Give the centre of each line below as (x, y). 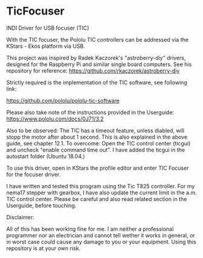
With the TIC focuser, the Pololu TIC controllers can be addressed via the (98, 39)
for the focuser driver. (34, 174)
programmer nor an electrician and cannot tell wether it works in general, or (101, 235)
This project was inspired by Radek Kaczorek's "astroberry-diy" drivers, (96, 58)
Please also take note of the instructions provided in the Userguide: (90, 112)
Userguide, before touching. (42, 205)
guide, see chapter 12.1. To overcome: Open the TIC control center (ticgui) (98, 143)
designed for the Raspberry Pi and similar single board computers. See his (99, 64)
